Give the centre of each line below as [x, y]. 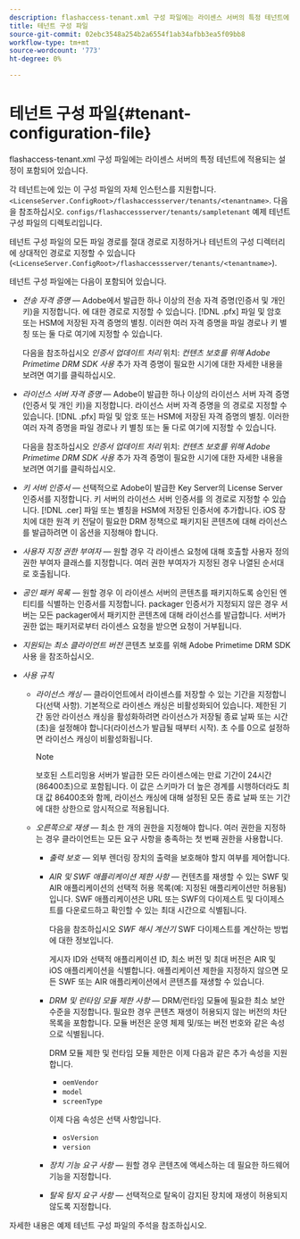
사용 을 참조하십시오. [58, 656]
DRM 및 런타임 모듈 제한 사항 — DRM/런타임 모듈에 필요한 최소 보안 [167, 1000]
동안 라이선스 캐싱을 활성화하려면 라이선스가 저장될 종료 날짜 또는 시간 [167, 716]
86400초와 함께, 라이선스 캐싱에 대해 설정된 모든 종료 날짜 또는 [164, 797]
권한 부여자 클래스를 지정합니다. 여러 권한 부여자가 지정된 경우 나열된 [141, 562]
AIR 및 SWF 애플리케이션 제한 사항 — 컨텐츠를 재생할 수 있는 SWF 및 [169, 877]
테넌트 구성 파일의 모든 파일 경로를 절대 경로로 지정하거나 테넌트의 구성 [132, 241]
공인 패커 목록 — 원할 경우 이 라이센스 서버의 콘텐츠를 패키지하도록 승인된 [150, 592]
